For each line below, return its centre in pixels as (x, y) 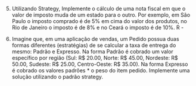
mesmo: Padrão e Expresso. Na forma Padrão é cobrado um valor (93, 52)
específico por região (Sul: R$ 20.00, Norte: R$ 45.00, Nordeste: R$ (95, 58)
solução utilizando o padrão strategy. (57, 77)
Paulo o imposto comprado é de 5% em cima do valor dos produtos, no (99, 21)
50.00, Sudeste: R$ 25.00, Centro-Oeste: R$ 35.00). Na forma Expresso (100, 64)
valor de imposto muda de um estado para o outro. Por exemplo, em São (101, 15)
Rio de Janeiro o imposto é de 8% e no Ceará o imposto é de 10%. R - (98, 27)
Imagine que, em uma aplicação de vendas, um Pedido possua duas (96, 39)
